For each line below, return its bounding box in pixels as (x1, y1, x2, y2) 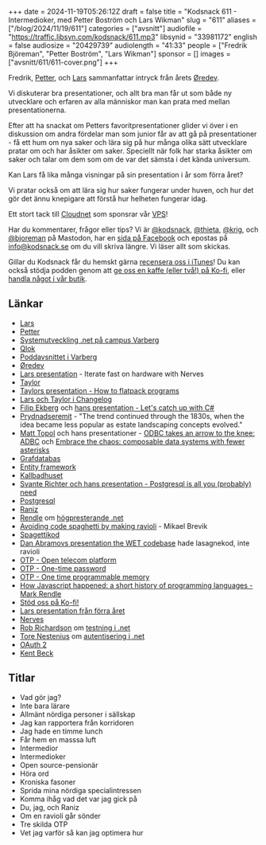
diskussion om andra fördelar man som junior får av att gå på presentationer (8, 129, 257, 139)
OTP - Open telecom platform (19, 555, 117, 565)
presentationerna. (8, 105, 67, 115)
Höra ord (19, 769, 49, 778)
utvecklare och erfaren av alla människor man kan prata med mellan (8, 97, 230, 106)
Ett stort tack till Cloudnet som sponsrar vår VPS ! (8, 209, 168, 218)
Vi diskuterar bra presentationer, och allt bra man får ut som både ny (8, 88, 233, 98)
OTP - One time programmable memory (19, 572, 150, 581)
